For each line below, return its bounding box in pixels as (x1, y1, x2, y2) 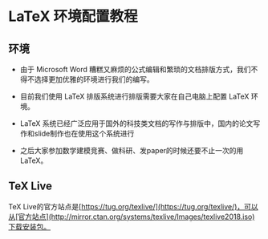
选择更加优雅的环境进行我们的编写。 (34, 75, 154, 84)
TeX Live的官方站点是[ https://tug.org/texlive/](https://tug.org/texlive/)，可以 (8, 201, 258, 211)
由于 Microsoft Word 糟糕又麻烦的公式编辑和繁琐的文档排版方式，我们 (19, 65, 251, 74)
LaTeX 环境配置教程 (8, 7, 138, 26)
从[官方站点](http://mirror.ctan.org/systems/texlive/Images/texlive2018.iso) (8, 212, 255, 221)
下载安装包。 (8, 221, 51, 231)
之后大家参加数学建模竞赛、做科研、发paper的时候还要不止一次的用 (19, 146, 244, 155)
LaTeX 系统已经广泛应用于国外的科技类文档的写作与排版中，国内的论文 (19, 119, 254, 128)
